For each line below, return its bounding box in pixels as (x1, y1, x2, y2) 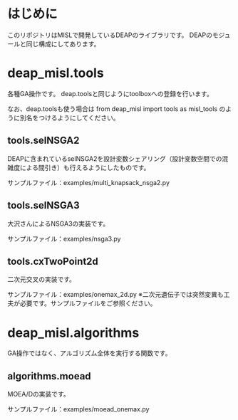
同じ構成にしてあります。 (26, 39, 100, 48)
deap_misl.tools (7, 65, 105, 81)
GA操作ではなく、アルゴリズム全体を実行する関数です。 (7, 349, 172, 357)
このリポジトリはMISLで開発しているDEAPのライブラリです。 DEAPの (7, 31, 212, 39)
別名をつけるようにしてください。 (19, 113, 120, 122)
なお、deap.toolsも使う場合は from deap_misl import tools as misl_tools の (7, 104, 226, 113)
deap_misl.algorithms (7, 325, 140, 341)
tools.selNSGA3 (7, 199, 80, 211)
